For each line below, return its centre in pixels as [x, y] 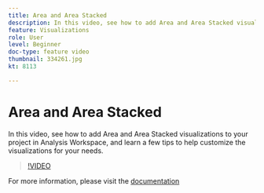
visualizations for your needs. [56, 151]
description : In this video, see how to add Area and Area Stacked [121, 23]
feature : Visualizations [49, 30]
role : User [26, 37]
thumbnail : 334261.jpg [45, 60]
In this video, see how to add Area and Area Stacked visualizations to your [128, 133]
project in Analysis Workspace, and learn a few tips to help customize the [127, 142]
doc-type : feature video [49, 52]
